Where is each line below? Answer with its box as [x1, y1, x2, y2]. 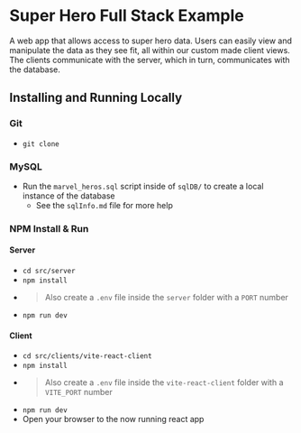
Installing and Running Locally [9, 90, 183, 106]
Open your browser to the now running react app [22, 414, 205, 425]
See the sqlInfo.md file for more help [35, 199, 173, 210]
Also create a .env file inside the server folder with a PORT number [44, 292, 288, 303]
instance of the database [22, 190, 115, 201]
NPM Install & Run [9, 222, 89, 235]
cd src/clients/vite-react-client [22, 352, 152, 361]
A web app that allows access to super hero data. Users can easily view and [9, 35, 293, 46]
